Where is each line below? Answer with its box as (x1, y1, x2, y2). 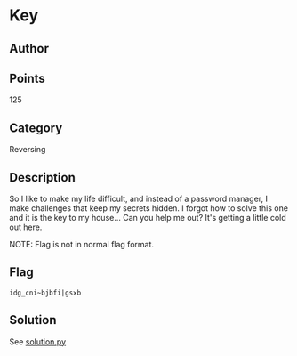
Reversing (9, 144, 46, 155)
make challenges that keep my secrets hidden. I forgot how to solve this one (9, 203, 289, 214)
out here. (9, 222, 43, 232)
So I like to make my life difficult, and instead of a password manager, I (9, 193, 269, 205)
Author (9, 41, 49, 56)
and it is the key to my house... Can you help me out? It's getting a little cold (9, 213, 286, 223)
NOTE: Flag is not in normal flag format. (9, 239, 154, 250)
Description (9, 170, 76, 185)
